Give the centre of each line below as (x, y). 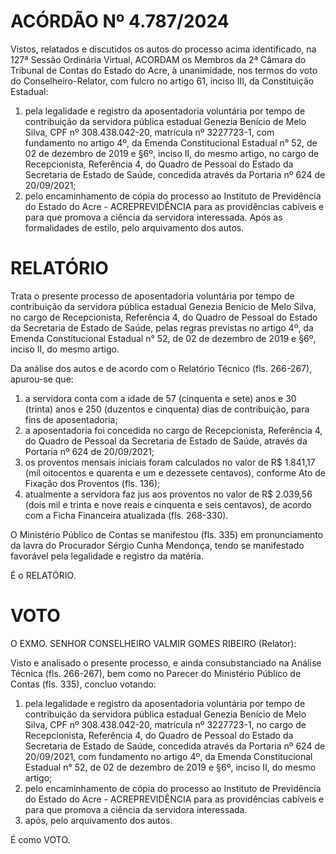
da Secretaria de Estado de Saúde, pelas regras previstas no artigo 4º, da (162, 327)
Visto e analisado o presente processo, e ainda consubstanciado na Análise (166, 662)
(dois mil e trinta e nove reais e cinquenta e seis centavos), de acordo (168, 504)
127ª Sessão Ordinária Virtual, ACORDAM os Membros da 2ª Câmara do (158, 59)
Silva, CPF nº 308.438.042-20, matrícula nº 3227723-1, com (149, 132)
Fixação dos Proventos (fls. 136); (92, 483)
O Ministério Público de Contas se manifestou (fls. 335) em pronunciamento (167, 534)
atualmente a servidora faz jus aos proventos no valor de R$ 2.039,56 (168, 494)
